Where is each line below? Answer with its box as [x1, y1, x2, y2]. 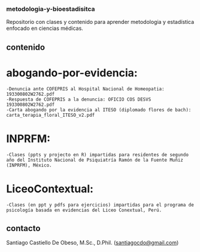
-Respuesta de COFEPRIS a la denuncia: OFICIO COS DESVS [6, 96, 151, 102]
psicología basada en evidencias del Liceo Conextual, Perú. [6, 207, 162, 213]
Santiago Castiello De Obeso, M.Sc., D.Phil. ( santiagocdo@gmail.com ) [6, 239, 179, 247]
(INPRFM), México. [6, 162, 52, 168]
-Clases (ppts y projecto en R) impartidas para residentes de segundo [6, 151, 189, 157]
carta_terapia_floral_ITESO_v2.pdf [6, 112, 95, 118]
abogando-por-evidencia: [6, 66, 138, 80]
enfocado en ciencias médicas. [6, 25, 84, 32]
